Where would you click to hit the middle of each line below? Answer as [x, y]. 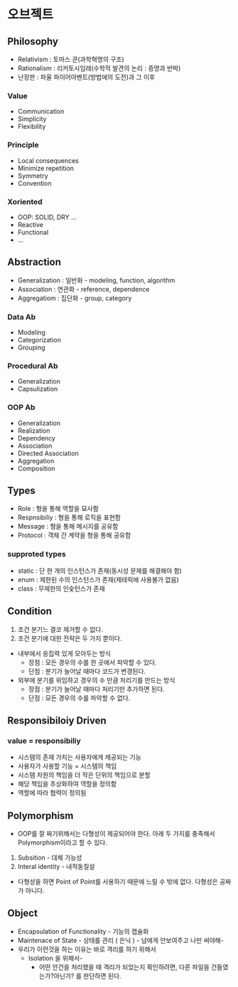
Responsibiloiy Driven [57, 721]
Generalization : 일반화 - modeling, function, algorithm [96, 280]
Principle [23, 145]
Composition [36, 468]
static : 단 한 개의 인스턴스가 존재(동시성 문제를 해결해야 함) [100, 571]
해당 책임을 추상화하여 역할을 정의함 [67, 784]
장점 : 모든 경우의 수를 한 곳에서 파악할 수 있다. [92, 662]
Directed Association [48, 453]
